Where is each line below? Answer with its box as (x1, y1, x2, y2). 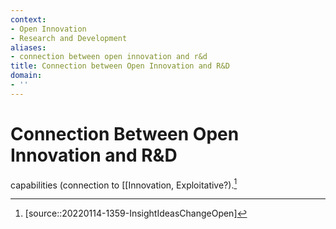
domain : (10, 71, 43, 81)
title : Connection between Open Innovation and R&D (10, 61, 230, 71)
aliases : (10, 42, 47, 53)
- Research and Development (10, 33, 128, 43)
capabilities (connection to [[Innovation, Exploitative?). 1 (10, 177, 238, 191)
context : (10, 14, 47, 25)
